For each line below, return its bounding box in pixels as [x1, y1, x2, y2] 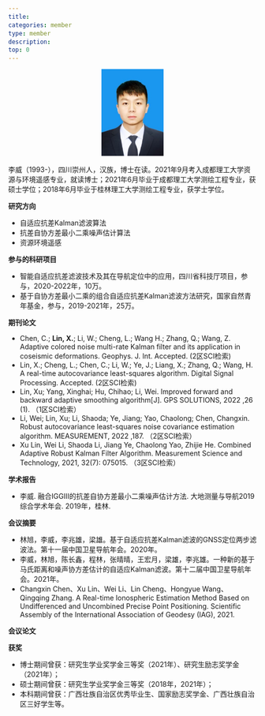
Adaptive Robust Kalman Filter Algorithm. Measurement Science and [19, 448, 243, 458]
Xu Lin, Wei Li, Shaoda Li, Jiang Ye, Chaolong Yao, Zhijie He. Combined [19, 440, 252, 449]
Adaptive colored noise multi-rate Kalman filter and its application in [19, 342, 241, 351]
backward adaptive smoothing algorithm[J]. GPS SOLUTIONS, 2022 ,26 [19, 395, 254, 404]
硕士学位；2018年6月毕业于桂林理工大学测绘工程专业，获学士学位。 [8, 184, 229, 193]
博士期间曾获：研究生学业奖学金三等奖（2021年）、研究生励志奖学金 [19, 659, 240, 669]
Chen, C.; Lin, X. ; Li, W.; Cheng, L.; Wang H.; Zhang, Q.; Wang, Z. [19, 333, 231, 343]
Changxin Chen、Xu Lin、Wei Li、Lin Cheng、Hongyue [19, 584, 201, 594]
